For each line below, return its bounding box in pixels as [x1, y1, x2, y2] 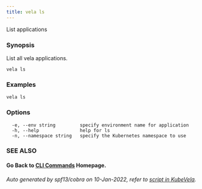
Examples [6, 80, 37, 89]
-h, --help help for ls [12, 127, 111, 134]
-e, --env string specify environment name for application [12, 122, 189, 128]
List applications [6, 26, 47, 33]
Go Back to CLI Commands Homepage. [6, 162, 106, 169]
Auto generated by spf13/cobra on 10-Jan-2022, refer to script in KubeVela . [6, 176, 197, 183]
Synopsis [6, 41, 35, 49]
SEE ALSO [6, 146, 37, 155]
